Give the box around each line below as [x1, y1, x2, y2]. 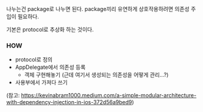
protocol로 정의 [15, 56, 53, 63]
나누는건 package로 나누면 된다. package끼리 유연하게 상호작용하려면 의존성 [6, 5, 190, 12]
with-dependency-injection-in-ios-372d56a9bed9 [6, 99, 132, 106]
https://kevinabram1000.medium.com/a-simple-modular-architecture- [21, 92, 197, 99]
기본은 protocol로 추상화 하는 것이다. [6, 26, 94, 33]
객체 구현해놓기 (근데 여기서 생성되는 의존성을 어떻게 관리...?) [24, 71, 169, 79]
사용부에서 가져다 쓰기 [15, 79, 68, 86]
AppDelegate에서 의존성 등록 [15, 63, 86, 71]
